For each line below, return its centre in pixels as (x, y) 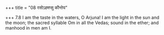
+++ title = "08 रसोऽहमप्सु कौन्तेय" (36, 8)
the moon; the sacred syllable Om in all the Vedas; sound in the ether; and (82, 23)
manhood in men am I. (29, 28)
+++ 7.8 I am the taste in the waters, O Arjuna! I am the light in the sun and (83, 17)
